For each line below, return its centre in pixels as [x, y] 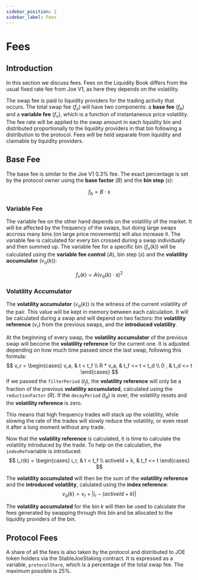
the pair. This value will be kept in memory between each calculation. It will [97, 312]
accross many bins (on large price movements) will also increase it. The [93, 234]
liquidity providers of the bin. [41, 519]
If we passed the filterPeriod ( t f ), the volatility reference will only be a [94, 382]
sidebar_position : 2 [32, 12]
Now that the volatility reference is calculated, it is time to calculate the [93, 438]
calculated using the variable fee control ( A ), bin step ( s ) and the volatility [97, 254]
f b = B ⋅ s [99, 192]
